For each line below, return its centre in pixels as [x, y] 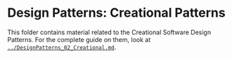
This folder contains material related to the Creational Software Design [109, 32]
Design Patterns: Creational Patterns [117, 13]
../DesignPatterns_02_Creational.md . [62, 47]
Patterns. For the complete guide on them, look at [79, 39]
